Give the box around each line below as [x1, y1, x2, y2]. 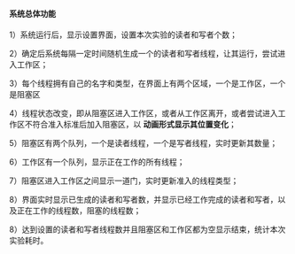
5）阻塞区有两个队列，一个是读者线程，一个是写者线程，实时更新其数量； [9, 138, 278, 149]
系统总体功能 [9, 8, 56, 19]
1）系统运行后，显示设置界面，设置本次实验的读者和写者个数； [9, 29, 237, 40]
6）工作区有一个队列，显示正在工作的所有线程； [9, 157, 185, 167]
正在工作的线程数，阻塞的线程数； [16, 205, 142, 216]
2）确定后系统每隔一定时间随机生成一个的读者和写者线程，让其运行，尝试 [9, 49, 278, 59]
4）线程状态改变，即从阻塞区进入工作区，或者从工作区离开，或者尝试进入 [9, 108, 279, 119]
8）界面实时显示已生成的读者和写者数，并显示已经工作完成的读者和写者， [9, 195, 278, 205]
